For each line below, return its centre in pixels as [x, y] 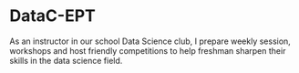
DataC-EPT [52, 16]
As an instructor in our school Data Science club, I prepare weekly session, [150, 41]
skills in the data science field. [66, 60]
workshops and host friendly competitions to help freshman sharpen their [148, 50]
